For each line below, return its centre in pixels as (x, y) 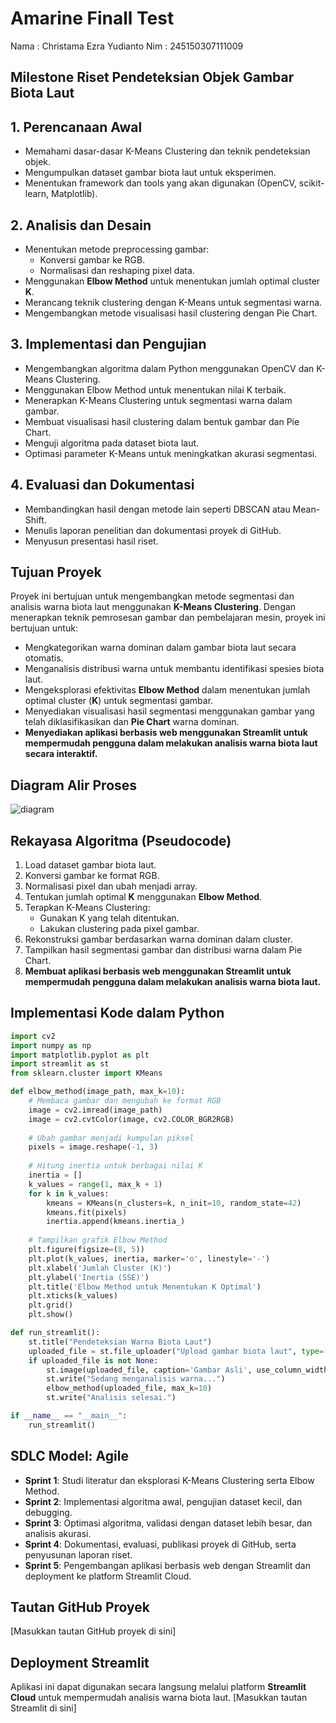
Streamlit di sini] (43, 1708)
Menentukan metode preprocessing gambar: (117, 249)
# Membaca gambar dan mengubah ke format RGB (125, 1101)
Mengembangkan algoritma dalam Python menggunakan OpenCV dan (169, 368)
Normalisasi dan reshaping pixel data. (117, 270)
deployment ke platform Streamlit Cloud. (108, 1576)
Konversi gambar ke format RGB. (92, 876)
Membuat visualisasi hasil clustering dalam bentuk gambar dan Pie (162, 421)
